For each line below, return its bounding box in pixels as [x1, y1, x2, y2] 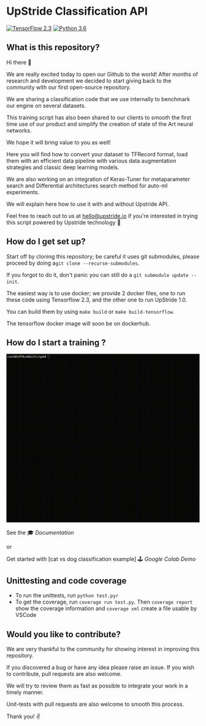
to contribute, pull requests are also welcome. [6, 670, 122, 678]
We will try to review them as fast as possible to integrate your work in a [6, 682, 188, 690]
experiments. [6, 188, 40, 195]
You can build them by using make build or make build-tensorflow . [6, 308, 175, 315]
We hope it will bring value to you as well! [6, 138, 111, 146]
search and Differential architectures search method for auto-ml [6, 182, 168, 189]
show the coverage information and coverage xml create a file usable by [15, 605, 197, 612]
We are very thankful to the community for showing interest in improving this [6, 645, 200, 653]
